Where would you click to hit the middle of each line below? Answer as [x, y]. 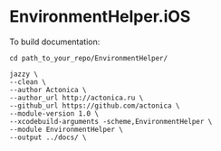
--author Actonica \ [48, 90]
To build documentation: [55, 42]
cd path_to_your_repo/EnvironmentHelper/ [89, 58]
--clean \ [28, 82]
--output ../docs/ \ [48, 137]
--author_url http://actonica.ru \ [77, 98]
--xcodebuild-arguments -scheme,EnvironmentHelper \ [111, 121]
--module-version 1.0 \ [54, 113]
